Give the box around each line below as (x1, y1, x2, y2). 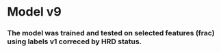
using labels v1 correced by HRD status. (7, 37, 142, 46)
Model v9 (7, 4, 62, 20)
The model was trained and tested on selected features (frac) (7, 29, 215, 38)
